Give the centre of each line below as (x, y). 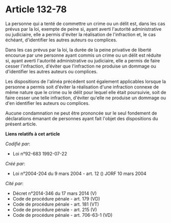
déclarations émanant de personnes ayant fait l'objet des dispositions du (82, 118)
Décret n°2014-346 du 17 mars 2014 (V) (55, 193)
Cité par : (15, 183)
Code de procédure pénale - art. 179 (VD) (56, 198)
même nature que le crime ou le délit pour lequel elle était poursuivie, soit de (86, 92)
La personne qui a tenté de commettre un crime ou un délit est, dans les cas (85, 24)
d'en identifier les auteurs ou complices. (47, 103)
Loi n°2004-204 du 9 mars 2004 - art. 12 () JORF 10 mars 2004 (79, 173)
